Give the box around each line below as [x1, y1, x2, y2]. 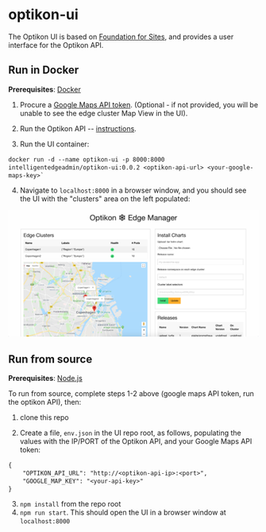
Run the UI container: [19, 139, 90, 149]
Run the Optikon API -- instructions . [19, 123, 137, 133]
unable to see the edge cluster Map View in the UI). [19, 108, 188, 118]
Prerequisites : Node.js [8, 374, 83, 382]
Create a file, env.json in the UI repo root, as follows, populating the [19, 428, 241, 437]
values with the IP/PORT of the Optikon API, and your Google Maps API [19, 437, 253, 446]
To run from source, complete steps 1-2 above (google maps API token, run [8, 389, 254, 398]
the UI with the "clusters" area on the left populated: [19, 193, 191, 204]
